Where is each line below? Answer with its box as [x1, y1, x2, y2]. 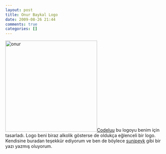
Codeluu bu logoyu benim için [97, 127, 160, 133]
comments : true [5, 21, 38, 27]
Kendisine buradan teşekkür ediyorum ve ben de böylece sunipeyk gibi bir [5, 138, 161, 144]
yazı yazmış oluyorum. [5, 143, 52, 149]
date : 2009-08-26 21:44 [5, 17, 56, 22]
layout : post [5, 7, 33, 13]
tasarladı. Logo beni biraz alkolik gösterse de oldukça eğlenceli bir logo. [5, 133, 156, 139]
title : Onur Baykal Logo [5, 12, 58, 17]
